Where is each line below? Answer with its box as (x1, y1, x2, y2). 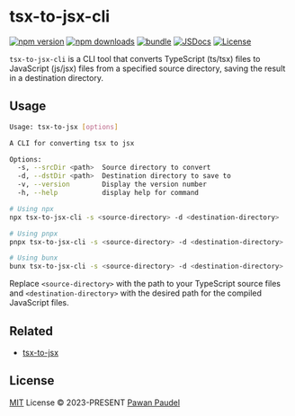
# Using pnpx (9, 229, 58, 238)
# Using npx (9, 204, 54, 213)
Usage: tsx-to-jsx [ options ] (9, 122, 119, 131)
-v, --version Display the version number (17, 180, 207, 190)
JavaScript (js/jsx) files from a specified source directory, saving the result (9, 63, 286, 74)
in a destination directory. (9, 72, 103, 83)
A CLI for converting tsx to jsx (9, 138, 135, 147)
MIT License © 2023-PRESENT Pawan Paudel (9, 397, 181, 408)
